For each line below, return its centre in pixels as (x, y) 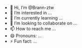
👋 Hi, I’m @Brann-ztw (32, 8)
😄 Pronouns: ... (26, 36)
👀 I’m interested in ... (31, 13)
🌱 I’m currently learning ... (36, 18)
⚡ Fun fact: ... (23, 41)
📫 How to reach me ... (33, 29)
